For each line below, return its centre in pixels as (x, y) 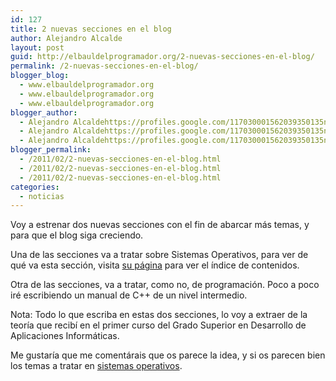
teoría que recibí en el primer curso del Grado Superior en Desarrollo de (158, 325)
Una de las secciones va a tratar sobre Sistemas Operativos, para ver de (159, 255)
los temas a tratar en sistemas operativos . (96, 366)
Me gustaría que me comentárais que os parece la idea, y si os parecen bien (168, 355)
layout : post (37, 47)
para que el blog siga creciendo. (77, 235)
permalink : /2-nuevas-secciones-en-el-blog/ (104, 66)
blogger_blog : (40, 76)
